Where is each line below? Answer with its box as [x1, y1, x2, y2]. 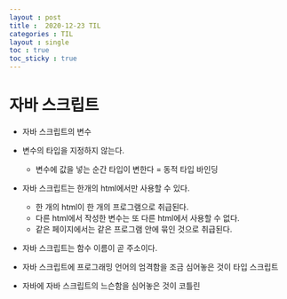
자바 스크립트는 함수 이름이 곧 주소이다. [21, 242, 158, 253]
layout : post [9, 12, 62, 22]
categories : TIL [9, 29, 74, 38]
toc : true [9, 46, 50, 55]
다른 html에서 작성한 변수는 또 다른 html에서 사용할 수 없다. [35, 212, 240, 223]
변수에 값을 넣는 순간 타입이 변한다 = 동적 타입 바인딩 [35, 163, 219, 174]
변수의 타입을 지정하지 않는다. [21, 145, 125, 155]
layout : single [9, 37, 69, 47]
